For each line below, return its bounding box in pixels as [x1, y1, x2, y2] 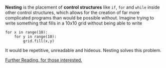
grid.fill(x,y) [23, 38, 55, 43]
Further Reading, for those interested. [5, 57, 82, 63]
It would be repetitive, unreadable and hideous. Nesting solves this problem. [5, 47, 162, 53]
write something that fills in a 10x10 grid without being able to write [5, 20, 143, 26]
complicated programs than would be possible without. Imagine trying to [5, 15, 155, 20]
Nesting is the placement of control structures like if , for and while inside [5, 4, 160, 10]
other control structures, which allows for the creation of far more [5, 9, 140, 15]
